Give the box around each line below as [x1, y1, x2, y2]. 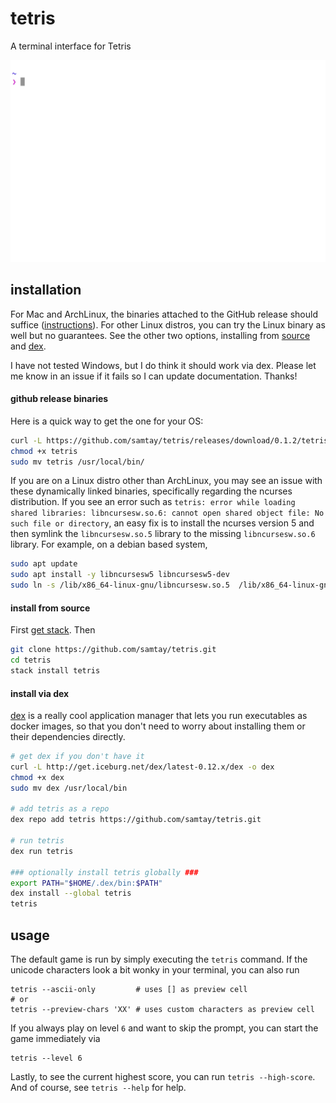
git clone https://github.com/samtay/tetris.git [10, 645, 217, 655]
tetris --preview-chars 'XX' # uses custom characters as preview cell [10, 1005, 315, 1015]
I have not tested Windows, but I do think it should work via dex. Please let [10, 359, 317, 371]
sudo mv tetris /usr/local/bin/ [10, 457, 145, 467]
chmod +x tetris [10, 446, 78, 456]
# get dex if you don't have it [10, 752, 145, 762]
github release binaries [10, 393, 109, 405]
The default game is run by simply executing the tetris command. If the [10, 953, 308, 966]
